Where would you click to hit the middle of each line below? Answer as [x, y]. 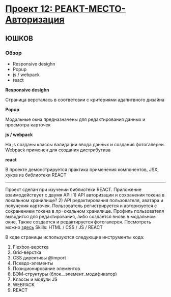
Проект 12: [29, 9]
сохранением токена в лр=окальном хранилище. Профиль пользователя [85, 211]
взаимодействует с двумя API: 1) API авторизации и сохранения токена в [85, 195]
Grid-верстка [27, 252]
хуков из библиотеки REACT [36, 175]
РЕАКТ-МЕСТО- [90, 9]
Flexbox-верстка [31, 247]
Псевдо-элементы [33, 263]
